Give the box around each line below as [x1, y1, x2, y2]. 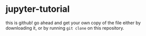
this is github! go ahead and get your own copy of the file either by [5, 20, 141, 26]
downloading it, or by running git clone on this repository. [5, 25, 125, 31]
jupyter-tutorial [5, 3, 70, 15]
